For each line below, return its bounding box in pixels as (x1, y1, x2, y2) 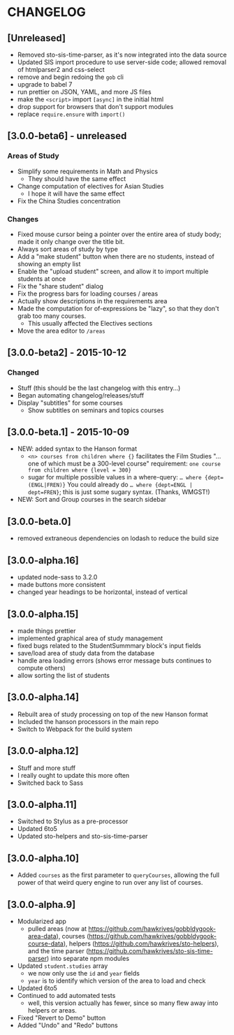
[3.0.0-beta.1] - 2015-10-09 (7, 426, 130, 438)
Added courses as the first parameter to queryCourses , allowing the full (17, 871, 220, 879)
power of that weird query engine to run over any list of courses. (17, 878, 203, 887)
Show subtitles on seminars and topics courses (27, 406, 164, 414)
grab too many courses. (17, 312, 87, 320)
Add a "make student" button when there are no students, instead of (17, 252, 214, 261)
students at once (17, 274, 66, 283)
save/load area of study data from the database (17, 649, 155, 657)
